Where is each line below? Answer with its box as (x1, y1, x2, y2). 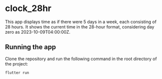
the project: (5, 61, 28, 66)
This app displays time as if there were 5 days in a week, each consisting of (5, 19, 157, 25)
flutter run (5, 70, 29, 75)
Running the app (5, 43, 56, 51)
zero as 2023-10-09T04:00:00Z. (5, 29, 71, 35)
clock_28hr (5, 3, 52, 14)
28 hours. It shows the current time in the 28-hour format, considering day (5, 24, 155, 29)
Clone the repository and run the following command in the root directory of (5, 56, 157, 62)
